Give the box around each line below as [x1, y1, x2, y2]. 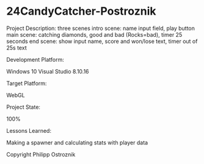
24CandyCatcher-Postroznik [6, 4, 156, 18]
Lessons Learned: [6, 127, 52, 134]
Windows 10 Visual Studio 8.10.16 [6, 67, 90, 75]
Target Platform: [6, 80, 47, 87]
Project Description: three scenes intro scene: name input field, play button [6, 24, 195, 32]
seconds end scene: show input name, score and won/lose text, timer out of [6, 37, 198, 45]
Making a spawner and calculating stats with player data [6, 139, 148, 146]
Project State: [6, 103, 41, 111]
